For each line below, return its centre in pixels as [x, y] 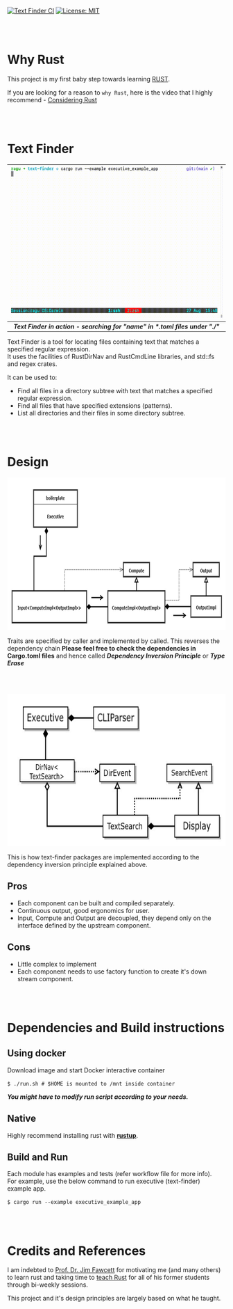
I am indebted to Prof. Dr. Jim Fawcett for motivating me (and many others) [114, 1270]
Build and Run [37, 1157]
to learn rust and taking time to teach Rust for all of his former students [109, 1278]
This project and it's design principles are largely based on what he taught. [114, 1299]
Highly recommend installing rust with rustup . [73, 1135]
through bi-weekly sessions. [48, 1285]
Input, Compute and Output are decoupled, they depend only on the [114, 918]
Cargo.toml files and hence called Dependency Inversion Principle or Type [116, 656]
